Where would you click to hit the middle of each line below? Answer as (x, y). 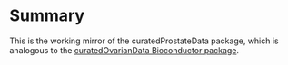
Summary (47, 16)
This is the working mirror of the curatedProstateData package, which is (144, 41)
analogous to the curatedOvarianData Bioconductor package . (124, 50)
